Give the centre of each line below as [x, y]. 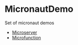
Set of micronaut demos [29, 23]
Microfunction [26, 38]
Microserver [24, 32]
